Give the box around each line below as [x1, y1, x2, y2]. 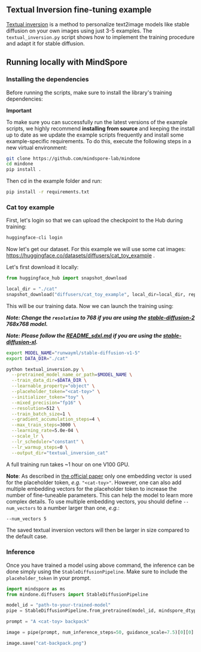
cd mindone [6, 161, 33, 167]
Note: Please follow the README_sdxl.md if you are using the [6, 332, 163, 339]
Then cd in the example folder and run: [6, 177, 102, 185]
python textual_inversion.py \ [6, 366, 84, 372]
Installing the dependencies [6, 75, 89, 83]
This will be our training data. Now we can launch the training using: [6, 302, 173, 309]
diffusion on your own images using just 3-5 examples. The [6, 27, 153, 34]
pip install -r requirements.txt [6, 189, 90, 195]
